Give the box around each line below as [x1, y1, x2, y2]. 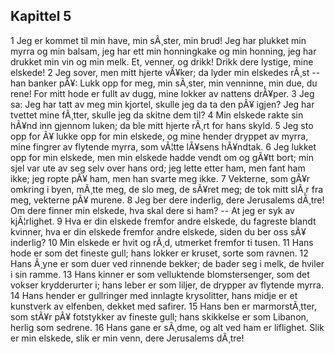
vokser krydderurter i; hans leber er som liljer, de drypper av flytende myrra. [10, 279, 325, 291]
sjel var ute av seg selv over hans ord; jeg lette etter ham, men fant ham [10, 162, 306, 174]
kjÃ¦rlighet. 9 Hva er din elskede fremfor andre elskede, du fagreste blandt [10, 215, 317, 227]
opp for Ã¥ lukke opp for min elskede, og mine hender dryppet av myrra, [10, 130, 309, 142]
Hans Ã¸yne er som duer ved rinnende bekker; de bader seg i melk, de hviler [10, 257, 325, 269]
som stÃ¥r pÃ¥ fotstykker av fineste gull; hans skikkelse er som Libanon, [10, 310, 309, 323]
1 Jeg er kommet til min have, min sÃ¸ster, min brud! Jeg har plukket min [10, 34, 307, 46]
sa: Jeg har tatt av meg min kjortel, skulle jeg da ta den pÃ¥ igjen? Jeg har [10, 98, 315, 110]
